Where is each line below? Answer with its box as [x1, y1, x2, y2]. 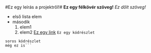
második [12, 19, 30, 25]
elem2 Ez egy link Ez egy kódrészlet [19, 29, 95, 35]
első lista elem [12, 14, 42, 19]
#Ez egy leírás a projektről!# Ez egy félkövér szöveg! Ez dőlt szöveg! [5, 4, 146, 10]
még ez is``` [5, 43, 32, 48]
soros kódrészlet [5, 39, 41, 44]
